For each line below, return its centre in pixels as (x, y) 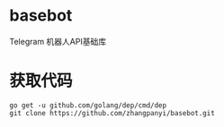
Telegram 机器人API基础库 (58, 41)
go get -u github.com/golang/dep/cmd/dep (88, 105)
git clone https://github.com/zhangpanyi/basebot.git (112, 113)
